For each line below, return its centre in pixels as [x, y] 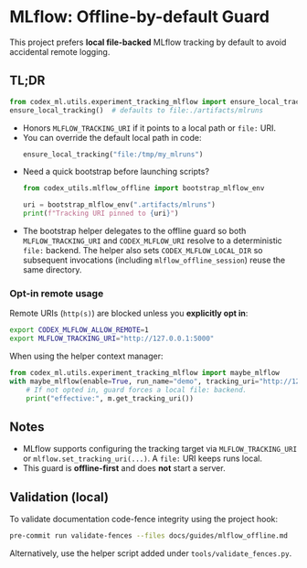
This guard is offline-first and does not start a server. [124, 468]
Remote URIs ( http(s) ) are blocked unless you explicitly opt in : [129, 314]
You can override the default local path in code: [112, 137]
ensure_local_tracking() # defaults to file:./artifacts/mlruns [136, 110]
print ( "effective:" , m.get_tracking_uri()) [110, 398]
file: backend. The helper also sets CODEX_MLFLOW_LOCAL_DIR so [143, 250]
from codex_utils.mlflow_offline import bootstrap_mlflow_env [143, 188]
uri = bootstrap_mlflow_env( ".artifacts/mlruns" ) [119, 205]
